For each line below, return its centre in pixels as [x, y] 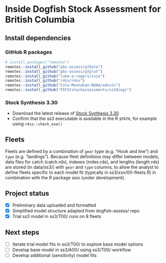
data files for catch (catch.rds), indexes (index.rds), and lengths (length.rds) [82, 162]
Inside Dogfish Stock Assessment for [83, 9]
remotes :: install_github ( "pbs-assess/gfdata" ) [54, 67]
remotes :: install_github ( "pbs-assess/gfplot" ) [54, 71]
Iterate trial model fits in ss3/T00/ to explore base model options [78, 244]
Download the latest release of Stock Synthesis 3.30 [65, 113]
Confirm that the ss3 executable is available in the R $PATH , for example [84, 119]
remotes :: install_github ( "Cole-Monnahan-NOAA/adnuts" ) [63, 85]
